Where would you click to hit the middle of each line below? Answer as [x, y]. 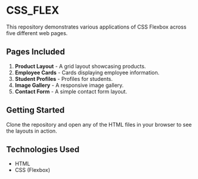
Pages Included [36, 52]
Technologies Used [43, 149]
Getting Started [35, 110]
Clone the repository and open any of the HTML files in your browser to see [99, 124]
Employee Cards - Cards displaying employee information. [87, 73]
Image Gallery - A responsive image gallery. [69, 85]
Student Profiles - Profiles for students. [64, 78]
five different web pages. [37, 33]
